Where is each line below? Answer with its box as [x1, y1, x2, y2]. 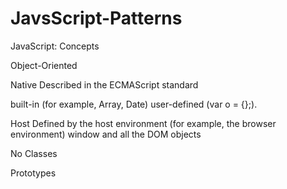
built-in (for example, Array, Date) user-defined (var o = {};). [10, 98, 258, 110]
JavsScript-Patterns [10, 7, 183, 30]
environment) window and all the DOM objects [10, 128, 202, 140]
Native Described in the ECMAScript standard [10, 78, 199, 91]
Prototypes [10, 167, 57, 179]
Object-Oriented [10, 59, 78, 71]
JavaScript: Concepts [10, 40, 100, 52]
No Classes [10, 147, 58, 159]
